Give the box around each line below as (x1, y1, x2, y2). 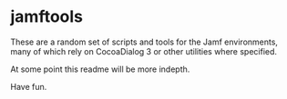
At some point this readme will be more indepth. (10, 64, 190, 74)
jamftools (10, 6, 84, 27)
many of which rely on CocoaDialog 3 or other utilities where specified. (10, 45, 277, 56)
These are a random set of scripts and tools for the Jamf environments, (10, 36, 279, 47)
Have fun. (10, 81, 47, 92)
